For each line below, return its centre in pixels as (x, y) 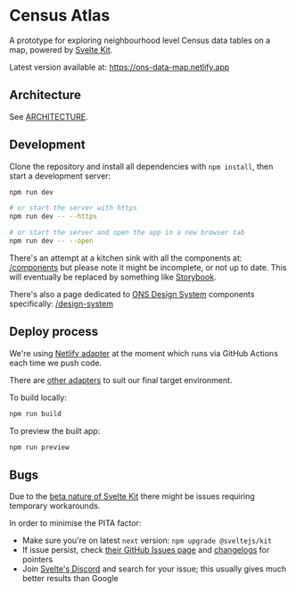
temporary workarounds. (55, 506)
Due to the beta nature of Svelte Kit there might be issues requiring (132, 496)
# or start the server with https (74, 208)
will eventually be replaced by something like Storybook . (113, 277)
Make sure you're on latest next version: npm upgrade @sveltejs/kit (147, 540)
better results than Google (70, 579)
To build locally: (38, 397)
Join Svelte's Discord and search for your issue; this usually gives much (154, 569)
